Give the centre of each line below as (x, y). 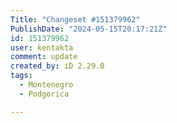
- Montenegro (46, 85)
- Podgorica (44, 94)
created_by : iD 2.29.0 (57, 66)
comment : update (44, 57)
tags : (21, 76)
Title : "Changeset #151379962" (75, 19)
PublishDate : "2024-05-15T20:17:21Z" (89, 29)
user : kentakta (42, 47)
